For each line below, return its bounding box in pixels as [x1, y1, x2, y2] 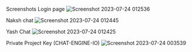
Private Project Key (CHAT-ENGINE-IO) [6, 40, 100, 46]
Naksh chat [6, 17, 34, 23]
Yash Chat [6, 28, 31, 35]
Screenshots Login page [6, 6, 66, 12]
